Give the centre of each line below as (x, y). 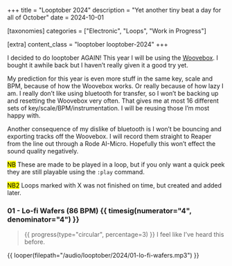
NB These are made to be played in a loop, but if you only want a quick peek (116, 165)
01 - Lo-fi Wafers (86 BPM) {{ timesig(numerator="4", (99, 210)
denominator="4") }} (43, 219)
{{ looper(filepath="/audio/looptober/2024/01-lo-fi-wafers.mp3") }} (103, 256)
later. (15, 193)
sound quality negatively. (43, 151)
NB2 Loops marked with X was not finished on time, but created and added (115, 185)
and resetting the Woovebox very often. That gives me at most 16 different (113, 101)
